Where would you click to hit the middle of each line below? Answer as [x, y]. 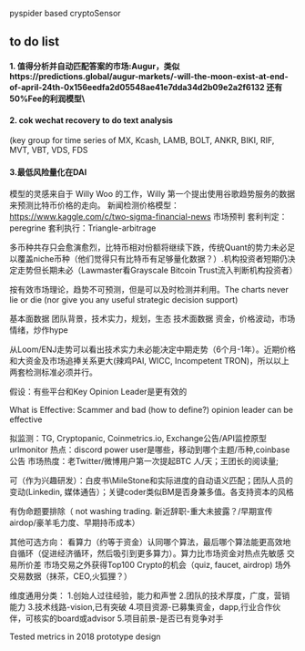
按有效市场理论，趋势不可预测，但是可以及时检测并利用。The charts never [149, 290]
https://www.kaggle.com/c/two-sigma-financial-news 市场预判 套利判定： [148, 217]
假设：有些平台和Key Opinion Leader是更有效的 [98, 392]
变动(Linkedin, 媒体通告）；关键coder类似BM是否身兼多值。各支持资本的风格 [152, 492]
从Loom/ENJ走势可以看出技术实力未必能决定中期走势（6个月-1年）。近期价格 [152, 349]
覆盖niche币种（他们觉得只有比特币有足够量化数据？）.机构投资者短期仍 [152, 259]
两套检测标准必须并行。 [53, 372]
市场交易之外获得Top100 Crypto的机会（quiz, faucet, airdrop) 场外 [167, 565]
